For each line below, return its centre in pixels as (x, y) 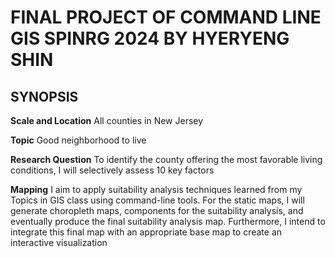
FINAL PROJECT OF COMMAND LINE (166, 17)
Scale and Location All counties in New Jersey (107, 120)
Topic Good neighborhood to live (78, 140)
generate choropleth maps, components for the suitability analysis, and (157, 210)
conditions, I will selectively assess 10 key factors (112, 170)
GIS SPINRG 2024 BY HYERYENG (150, 38)
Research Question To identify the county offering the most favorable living (166, 159)
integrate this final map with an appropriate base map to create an (146, 232)
